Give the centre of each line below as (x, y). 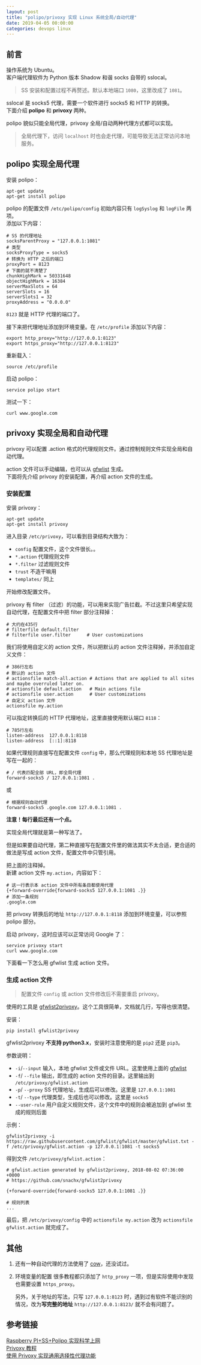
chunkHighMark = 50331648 (38, 276)
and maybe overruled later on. (45, 684)
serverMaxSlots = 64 (32, 286)
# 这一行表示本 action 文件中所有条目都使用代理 (60, 885)
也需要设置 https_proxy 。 (46, 1284)
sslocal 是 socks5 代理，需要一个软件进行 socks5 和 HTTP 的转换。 (89, 103)
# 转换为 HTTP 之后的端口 (35, 259)
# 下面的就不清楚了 (27, 271)
